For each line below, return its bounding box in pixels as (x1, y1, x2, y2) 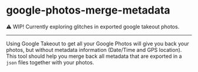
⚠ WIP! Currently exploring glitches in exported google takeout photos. (6, 23, 180, 30)
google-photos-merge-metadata (6, 4, 171, 17)
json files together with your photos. (6, 58, 94, 66)
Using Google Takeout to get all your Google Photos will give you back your (6, 40, 190, 47)
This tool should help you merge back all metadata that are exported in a (6, 53, 182, 60)
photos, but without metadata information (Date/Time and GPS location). (6, 46, 182, 53)
